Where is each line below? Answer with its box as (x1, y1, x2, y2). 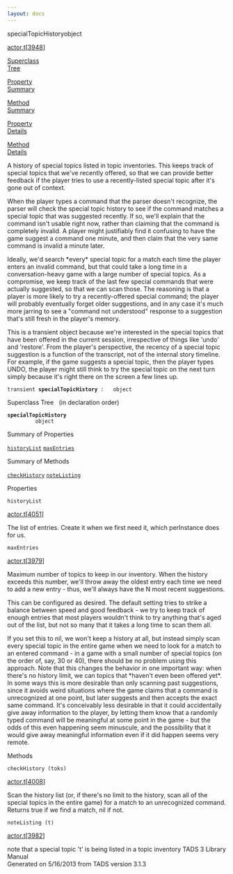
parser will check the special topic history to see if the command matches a (7, 204, 224, 213)
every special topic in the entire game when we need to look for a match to (7, 642, 222, 650)
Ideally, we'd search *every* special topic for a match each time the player (7, 255, 221, 263)
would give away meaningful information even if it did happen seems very (7, 730, 219, 739)
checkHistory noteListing (7, 472, 81, 479)
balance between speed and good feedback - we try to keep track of (7, 605, 205, 614)
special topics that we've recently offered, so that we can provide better (7, 168, 214, 177)
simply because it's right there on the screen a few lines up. (7, 372, 179, 380)
